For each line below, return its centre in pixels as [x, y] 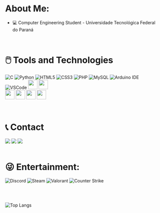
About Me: [27, 9]
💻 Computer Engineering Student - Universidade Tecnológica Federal [84, 22]
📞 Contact [25, 127]
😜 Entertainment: [42, 167]
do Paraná [23, 30]
